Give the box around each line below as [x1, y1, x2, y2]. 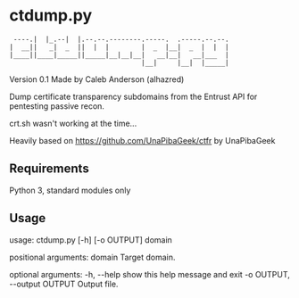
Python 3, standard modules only [9, 185, 131, 195]
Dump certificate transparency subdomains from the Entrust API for [9, 91, 258, 102]
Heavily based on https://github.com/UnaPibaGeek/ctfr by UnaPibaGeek [9, 135, 276, 145]
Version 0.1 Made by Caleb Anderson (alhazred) [9, 73, 185, 85]
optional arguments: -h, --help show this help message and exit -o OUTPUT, [9, 269, 290, 279]
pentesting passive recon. [9, 100, 105, 112]
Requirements [9, 161, 89, 177]
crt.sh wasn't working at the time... [9, 118, 137, 128]
